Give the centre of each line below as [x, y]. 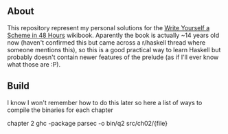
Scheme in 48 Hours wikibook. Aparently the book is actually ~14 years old [113, 35]
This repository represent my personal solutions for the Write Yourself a [109, 27]
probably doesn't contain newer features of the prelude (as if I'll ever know [113, 57]
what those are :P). [34, 64]
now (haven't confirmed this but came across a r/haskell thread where [106, 42]
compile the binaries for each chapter [60, 110]
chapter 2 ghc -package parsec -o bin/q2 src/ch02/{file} [88, 123]
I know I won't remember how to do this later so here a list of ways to [105, 102]
